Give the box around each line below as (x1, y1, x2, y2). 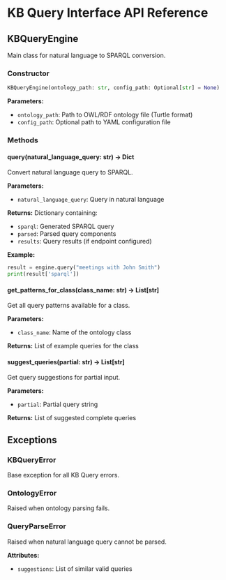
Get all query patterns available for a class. (7, 302, 130, 310)
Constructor (7, 68, 50, 78)
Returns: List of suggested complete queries (7, 414, 137, 422)
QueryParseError (7, 521, 66, 531)
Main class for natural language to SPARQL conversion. (7, 51, 166, 59)
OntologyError (7, 489, 57, 498)
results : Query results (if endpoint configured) (17, 237, 152, 246)
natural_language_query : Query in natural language (17, 195, 165, 204)
